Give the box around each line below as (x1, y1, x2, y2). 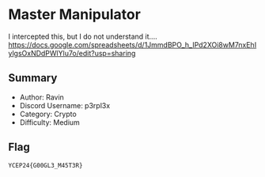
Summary (8, 71, 58, 85)
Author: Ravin (19, 92, 65, 102)
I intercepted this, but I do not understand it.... (8, 32, 157, 41)
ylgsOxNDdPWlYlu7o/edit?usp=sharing (8, 48, 136, 58)
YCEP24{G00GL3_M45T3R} (8, 161, 83, 169)
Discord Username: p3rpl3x (19, 100, 111, 110)
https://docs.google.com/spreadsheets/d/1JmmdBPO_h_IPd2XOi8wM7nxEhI (8, 40, 257, 49)
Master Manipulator (8, 6, 141, 24)
